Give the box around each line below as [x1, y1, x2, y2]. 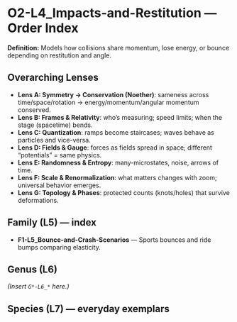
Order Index [7, 20, 79, 36]
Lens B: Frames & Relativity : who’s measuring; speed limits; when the [17, 113, 222, 121]
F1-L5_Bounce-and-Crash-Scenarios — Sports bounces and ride [17, 235, 211, 244]
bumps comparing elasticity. [17, 243, 101, 251]
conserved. [17, 105, 51, 114]
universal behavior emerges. [17, 181, 101, 189]
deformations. [17, 196, 59, 204]
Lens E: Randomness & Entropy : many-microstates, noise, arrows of [17, 158, 219, 167]
